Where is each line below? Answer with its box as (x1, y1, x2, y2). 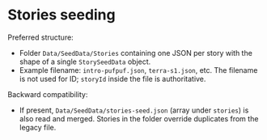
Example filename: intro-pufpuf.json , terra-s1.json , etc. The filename (19, 65, 258, 74)
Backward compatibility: (7, 89, 88, 99)
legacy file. (19, 122, 57, 132)
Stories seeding (7, 6, 116, 24)
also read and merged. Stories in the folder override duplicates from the (19, 113, 259, 123)
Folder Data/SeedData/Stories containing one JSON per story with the (19, 48, 252, 57)
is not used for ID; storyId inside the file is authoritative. (19, 74, 206, 83)
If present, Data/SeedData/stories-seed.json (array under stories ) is (19, 105, 249, 115)
